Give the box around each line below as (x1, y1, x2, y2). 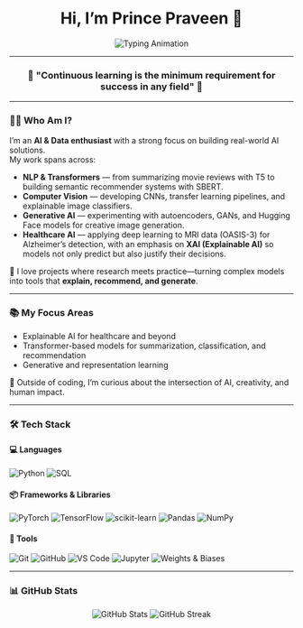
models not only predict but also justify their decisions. (22, 248, 227, 259)
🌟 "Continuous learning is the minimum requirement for (27, 69, 276, 81)
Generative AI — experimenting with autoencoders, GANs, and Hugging (22, 209, 291, 220)
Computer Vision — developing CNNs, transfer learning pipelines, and (22, 190, 286, 201)
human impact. (9, 386, 65, 397)
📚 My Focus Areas (9, 307, 95, 319)
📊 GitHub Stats (9, 585, 78, 597)
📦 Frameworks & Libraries (9, 489, 111, 500)
